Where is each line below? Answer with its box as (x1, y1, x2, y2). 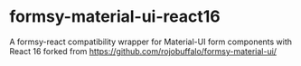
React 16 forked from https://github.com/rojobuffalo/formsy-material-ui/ (9, 45, 277, 56)
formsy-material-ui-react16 (9, 6, 221, 27)
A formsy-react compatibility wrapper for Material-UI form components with (9, 36, 292, 47)
